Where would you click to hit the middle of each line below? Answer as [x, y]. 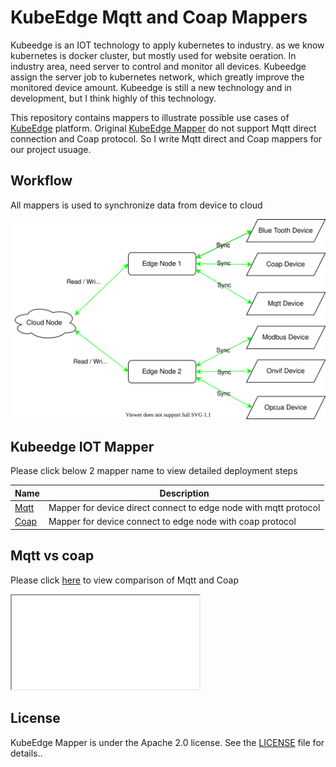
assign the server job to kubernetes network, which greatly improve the [157, 77]
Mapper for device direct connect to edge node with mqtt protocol [184, 508]
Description [184, 493]
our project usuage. [51, 149]
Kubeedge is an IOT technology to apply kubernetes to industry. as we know [167, 45]
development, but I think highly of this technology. [113, 98]
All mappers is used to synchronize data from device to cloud [136, 205]
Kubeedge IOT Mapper [82, 447]
